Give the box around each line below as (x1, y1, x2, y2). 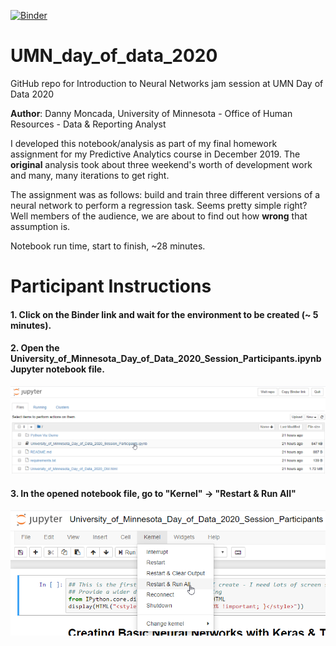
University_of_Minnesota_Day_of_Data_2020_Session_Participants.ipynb (10, 353, 322, 365)
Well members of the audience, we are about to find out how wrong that (10, 210, 308, 222)
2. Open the (10, 342, 60, 354)
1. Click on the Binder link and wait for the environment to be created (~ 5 (10, 308, 319, 320)
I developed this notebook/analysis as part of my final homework (10, 137, 278, 149)
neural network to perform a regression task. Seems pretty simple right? (10, 199, 308, 211)
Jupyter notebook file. (10, 363, 105, 375)
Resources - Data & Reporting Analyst (10, 118, 167, 130)
